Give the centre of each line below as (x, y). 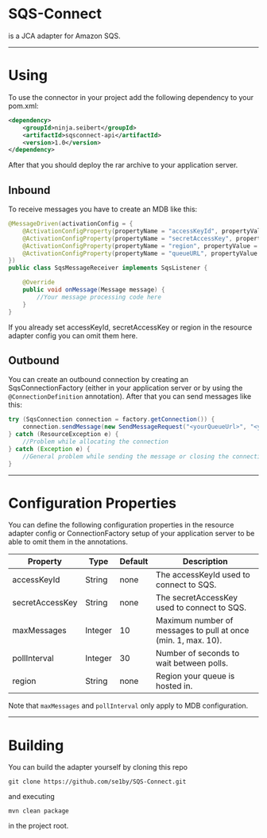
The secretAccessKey (197, 598)
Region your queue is (195, 676)
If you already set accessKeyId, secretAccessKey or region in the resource (130, 327)
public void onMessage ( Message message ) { (94, 290)
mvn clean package (39, 811)
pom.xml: (23, 106)
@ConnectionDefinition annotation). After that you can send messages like (130, 396)
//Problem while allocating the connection (96, 442)
